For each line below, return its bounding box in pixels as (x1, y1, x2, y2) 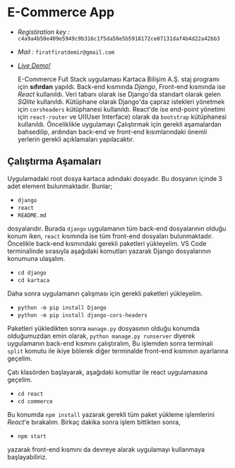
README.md (17, 211, 47, 219)
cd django (17, 269, 47, 276)
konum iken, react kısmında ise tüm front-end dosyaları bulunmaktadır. (7, 231, 214, 240)
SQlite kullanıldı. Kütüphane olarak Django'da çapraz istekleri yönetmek (17, 97, 225, 106)
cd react (17, 390, 44, 397)
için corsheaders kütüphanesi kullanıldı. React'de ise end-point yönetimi (17, 105, 226, 113)
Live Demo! (17, 61, 51, 69)
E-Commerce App (7, 4, 115, 21)
